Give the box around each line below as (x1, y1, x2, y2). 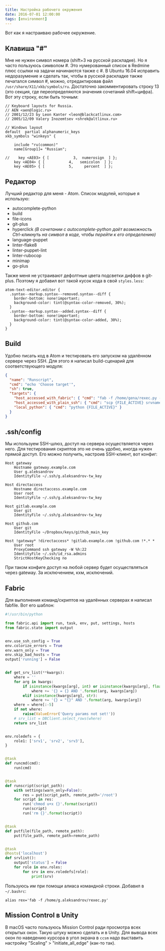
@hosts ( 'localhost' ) (5, 851, 48, 856)
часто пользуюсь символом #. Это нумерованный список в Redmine (5, 63, 150, 69)
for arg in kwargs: (14, 679, 54, 684)
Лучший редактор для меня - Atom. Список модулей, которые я (5, 190, 140, 196)
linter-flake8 (12, 242, 37, 248)
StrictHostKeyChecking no (14, 556, 67, 561)
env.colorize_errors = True (5, 643, 63, 648)
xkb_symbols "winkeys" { (5, 134, 56, 139)
